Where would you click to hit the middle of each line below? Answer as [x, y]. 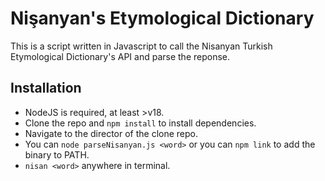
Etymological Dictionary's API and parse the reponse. [120, 56]
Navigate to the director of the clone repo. [111, 133]
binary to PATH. [57, 154]
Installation [46, 88]
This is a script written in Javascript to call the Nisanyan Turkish [141, 46]
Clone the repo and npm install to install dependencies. [140, 123]
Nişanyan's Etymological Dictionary [162, 18]
